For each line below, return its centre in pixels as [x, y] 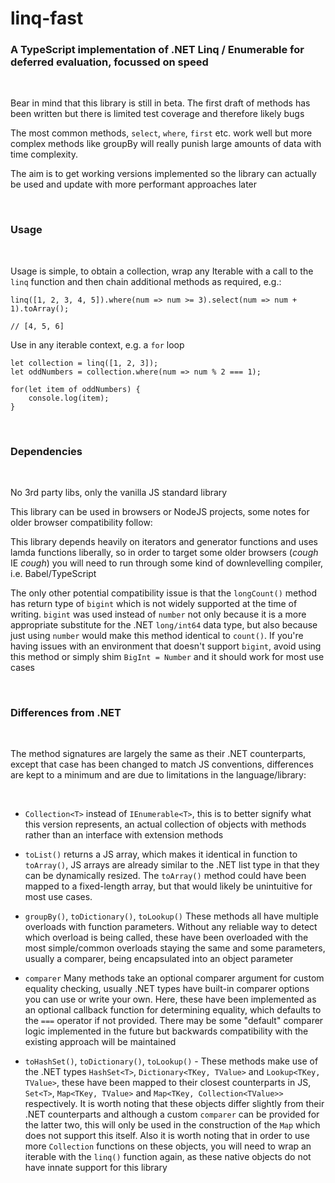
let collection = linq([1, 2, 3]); [84, 363]
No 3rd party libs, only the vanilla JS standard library [119, 493]
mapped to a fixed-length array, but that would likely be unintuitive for [168, 886]
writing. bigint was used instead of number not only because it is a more [158, 614]
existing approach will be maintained [100, 1042]
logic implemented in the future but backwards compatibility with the [166, 1031]
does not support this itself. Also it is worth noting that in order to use [167, 1136]
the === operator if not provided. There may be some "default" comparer [174, 1021]
